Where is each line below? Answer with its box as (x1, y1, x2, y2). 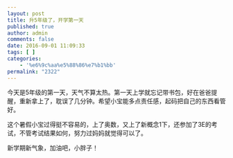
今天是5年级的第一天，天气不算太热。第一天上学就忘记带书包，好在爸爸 (7, 88, 212, 96)
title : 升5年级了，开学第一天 (7, 17, 85, 24)
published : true (7, 23, 54, 30)
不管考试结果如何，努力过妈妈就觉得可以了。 (19, 129, 147, 137)
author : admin (7, 29, 49, 37)
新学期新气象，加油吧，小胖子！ (7, 143, 98, 152)
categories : (7, 55, 42, 62)
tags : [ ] (7, 49, 36, 56)
